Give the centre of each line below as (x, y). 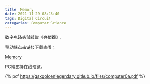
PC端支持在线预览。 (25, 67)
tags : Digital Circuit (28, 18)
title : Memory (19, 9)
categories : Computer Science (36, 23)
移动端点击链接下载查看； (31, 47)
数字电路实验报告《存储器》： (34, 37)
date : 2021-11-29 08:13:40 (32, 14)
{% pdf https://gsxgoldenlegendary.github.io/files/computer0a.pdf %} (75, 76)
